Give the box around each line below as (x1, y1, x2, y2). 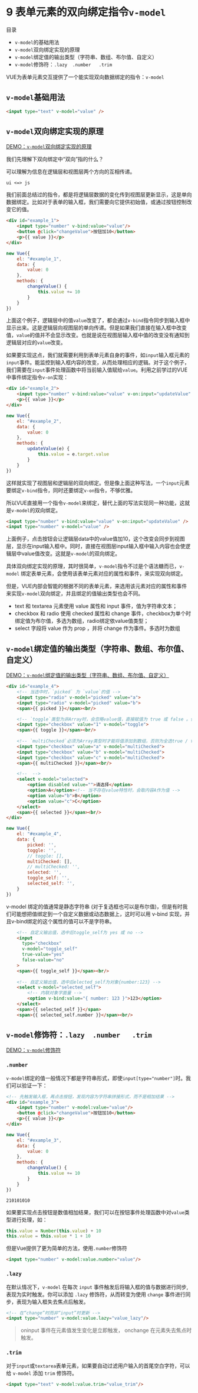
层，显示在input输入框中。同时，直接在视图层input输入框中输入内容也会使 (6, 542, 186, 550)
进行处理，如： (11, 1216, 48, 1223)
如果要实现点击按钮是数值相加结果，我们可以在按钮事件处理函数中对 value (6, 1208, 184, 1216)
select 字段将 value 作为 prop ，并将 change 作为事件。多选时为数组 (14, 625, 181, 632)
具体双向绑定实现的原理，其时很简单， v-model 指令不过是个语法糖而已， (6, 563, 180, 570)
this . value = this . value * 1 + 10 (6, 1233, 91, 1239)
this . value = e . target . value (37, 451, 110, 457)
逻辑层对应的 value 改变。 (6, 339, 66, 346)
